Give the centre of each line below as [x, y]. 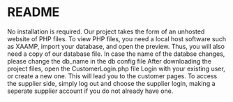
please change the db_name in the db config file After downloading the [109, 61]
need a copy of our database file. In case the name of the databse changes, [116, 54]
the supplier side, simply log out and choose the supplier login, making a [111, 83]
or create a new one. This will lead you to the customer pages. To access [112, 76]
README [33, 12]
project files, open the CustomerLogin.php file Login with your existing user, [116, 68]
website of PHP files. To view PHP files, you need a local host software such [117, 38]
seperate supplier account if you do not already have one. [90, 91]
